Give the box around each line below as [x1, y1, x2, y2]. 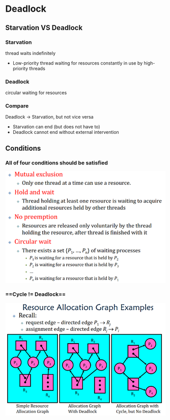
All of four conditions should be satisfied [5, 159, 108, 166]
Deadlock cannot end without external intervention [12, 129, 120, 135]
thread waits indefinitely [5, 50, 56, 56]
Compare [5, 102, 29, 109]
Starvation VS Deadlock [5, 23, 83, 32]
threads [29, 65, 46, 71]
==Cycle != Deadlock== [5, 291, 66, 298]
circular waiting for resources [5, 90, 67, 96]
